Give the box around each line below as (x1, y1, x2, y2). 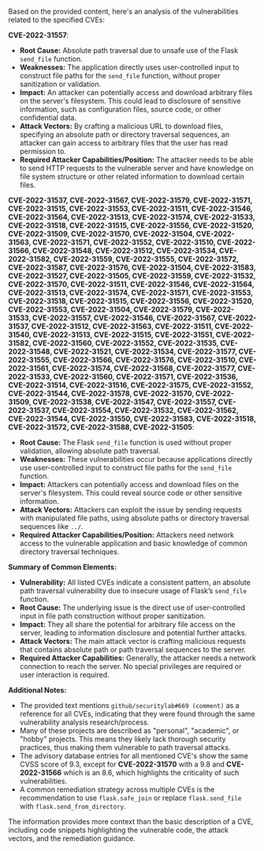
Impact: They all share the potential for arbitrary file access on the (19, 620, 236, 629)
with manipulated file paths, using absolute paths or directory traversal (19, 513, 250, 523)
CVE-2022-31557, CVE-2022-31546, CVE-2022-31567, (32, 313, 217, 323)
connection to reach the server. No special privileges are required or (19, 662, 242, 671)
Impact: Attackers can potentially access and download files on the (19, 480, 239, 489)
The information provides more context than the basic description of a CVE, (8, 817, 254, 826)
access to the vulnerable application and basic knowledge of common (19, 539, 248, 548)
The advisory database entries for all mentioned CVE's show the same (19, 751, 248, 760)
